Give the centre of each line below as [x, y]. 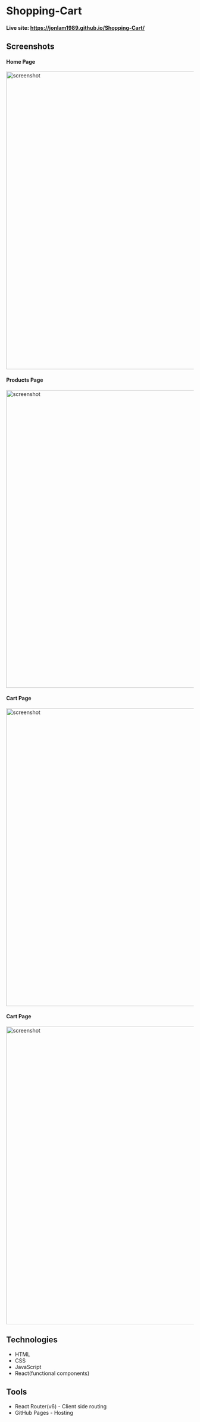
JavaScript [28, 1367]
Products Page [25, 380]
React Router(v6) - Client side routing [61, 1406]
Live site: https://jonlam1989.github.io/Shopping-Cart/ [75, 27]
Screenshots [30, 47]
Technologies [32, 1340]
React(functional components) [52, 1373]
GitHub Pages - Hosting [44, 1412]
